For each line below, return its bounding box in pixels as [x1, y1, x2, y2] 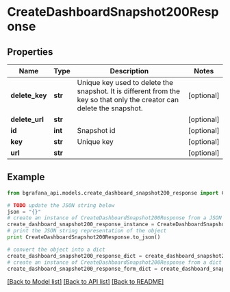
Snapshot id [77, 126, 116, 135]
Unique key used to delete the [77, 78, 173, 87]
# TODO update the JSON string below [7, 202, 115, 209]
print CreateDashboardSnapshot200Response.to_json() [7, 234, 161, 241]
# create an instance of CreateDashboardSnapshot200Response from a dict [7, 258, 222, 266]
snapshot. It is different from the [77, 86, 180, 96]
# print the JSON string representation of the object [7, 228, 167, 234]
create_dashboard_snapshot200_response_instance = [7, 221, 155, 228]
